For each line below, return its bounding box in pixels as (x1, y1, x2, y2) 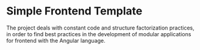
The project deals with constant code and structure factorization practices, (6, 24, 195, 31)
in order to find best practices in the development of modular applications (6, 30, 191, 37)
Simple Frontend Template (6, 4, 143, 18)
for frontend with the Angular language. (6, 37, 105, 44)
